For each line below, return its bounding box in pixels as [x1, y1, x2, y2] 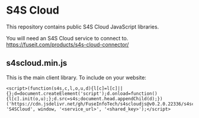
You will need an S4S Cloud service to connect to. [6, 34, 129, 42]
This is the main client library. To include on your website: [6, 74, 147, 81]
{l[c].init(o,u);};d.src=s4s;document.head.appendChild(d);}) [6, 95, 163, 101]
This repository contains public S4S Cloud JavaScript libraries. [6, 23, 159, 30]
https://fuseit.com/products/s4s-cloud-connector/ [6, 41, 129, 48]
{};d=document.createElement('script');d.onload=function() [6, 90, 158, 97]
